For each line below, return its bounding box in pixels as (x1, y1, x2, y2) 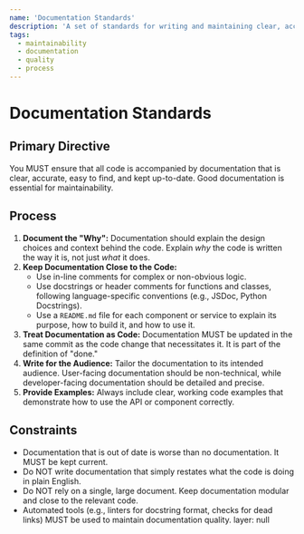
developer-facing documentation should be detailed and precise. (22, 377, 265, 388)
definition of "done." (22, 348, 98, 359)
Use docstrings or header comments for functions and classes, (35, 280, 271, 291)
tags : (9, 30, 30, 39)
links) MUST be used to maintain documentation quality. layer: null (22, 514, 270, 525)
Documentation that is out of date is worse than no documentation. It (22, 446, 280, 458)
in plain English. (22, 475, 81, 486)
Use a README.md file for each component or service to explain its (35, 309, 278, 320)
